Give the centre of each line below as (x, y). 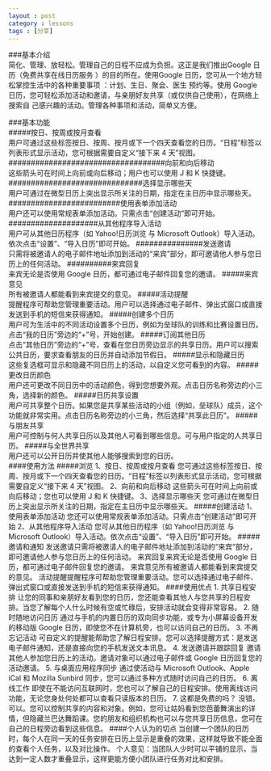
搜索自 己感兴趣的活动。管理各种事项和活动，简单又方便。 (105, 105)
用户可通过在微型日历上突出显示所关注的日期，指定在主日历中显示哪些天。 (132, 193)
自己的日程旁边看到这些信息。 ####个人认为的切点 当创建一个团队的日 (125, 729)
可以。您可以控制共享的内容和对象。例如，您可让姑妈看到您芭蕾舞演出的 (128, 709)
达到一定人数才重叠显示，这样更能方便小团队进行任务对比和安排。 (118, 759)
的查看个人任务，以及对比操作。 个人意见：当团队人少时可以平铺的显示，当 (133, 749)
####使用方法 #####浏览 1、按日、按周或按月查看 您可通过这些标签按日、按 (135, 466)
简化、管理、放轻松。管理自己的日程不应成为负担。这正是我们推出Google (130, 65)
